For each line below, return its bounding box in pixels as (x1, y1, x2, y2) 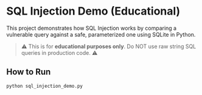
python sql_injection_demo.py (6, 83, 83, 89)
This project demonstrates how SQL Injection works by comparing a (6, 24, 177, 32)
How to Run (6, 67, 51, 77)
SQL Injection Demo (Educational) (6, 4, 181, 18)
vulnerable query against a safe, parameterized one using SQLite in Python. (6, 30, 196, 38)
